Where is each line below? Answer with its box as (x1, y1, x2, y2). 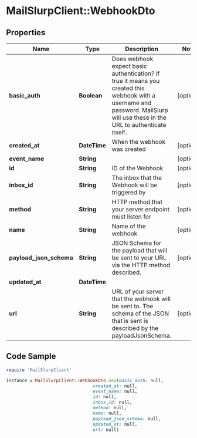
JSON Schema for (111, 239, 162, 247)
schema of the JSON (111, 309, 169, 318)
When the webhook (111, 138, 166, 146)
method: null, (93, 405, 127, 411)
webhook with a (111, 92, 156, 99)
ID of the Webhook (111, 164, 164, 172)
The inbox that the (111, 174, 162, 181)
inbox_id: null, (93, 399, 133, 406)
